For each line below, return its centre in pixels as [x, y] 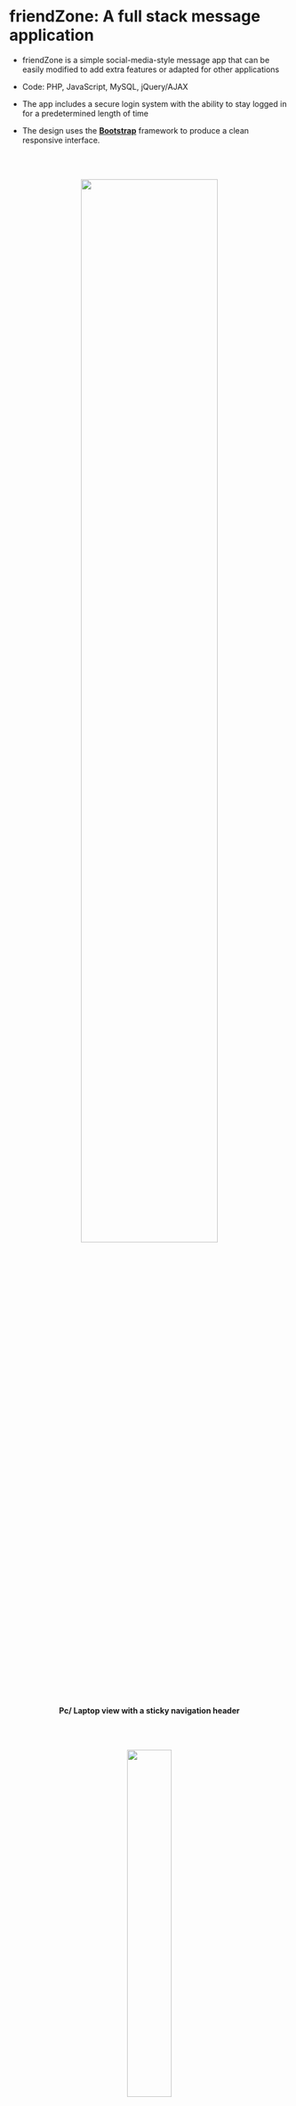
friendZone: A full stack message [135, 16]
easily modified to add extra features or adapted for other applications [151, 69]
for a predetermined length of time [85, 113]
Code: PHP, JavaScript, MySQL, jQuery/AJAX [105, 86]
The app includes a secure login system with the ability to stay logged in [154, 103]
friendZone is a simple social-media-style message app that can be [146, 60]
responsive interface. [61, 140]
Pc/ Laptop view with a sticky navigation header [149, 1710]
